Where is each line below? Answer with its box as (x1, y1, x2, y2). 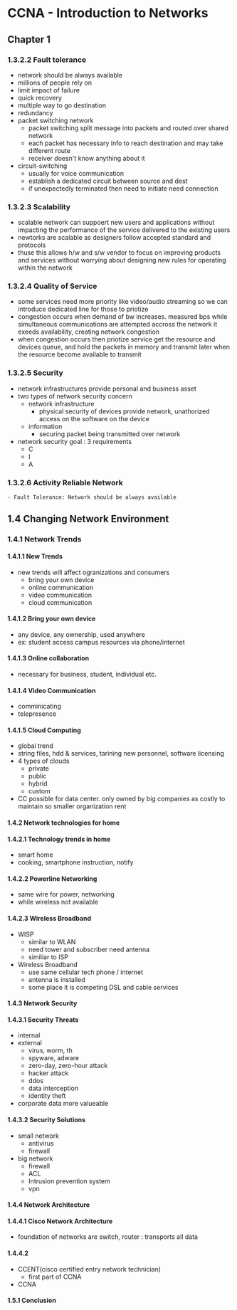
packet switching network (17, 116, 94, 125)
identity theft (28, 1092, 66, 1100)
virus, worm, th (28, 1046, 73, 1055)
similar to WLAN (28, 937, 76, 946)
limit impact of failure (17, 85, 80, 94)
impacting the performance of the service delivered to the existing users (17, 226, 231, 234)
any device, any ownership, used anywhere (17, 630, 146, 638)
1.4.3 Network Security (7, 999, 78, 1008)
